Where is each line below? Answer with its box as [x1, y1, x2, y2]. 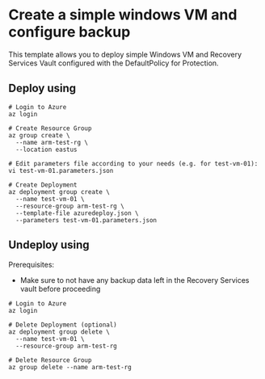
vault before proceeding [19, 284, 101, 293]
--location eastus [15, 145, 78, 154]
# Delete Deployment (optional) [8, 321, 117, 329]
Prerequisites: [8, 259, 55, 269]
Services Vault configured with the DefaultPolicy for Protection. [8, 58, 220, 68]
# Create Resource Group [8, 124, 92, 133]
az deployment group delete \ [8, 327, 111, 336]
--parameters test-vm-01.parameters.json [15, 216, 158, 224]
